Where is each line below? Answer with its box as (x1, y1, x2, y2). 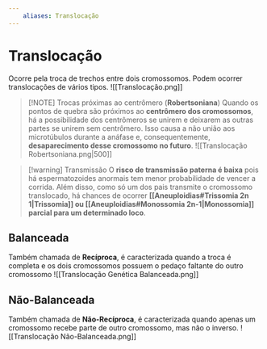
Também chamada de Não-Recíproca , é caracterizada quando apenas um (8, 314, 257, 324)
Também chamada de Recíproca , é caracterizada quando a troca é (8, 252, 232, 263)
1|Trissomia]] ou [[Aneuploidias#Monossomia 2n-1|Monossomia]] (27, 199, 255, 208)
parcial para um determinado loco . (27, 208, 147, 217)
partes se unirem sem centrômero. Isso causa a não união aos (27, 123, 236, 133)
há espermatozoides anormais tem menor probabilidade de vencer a (27, 173, 257, 183)
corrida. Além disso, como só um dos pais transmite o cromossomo (27, 182, 252, 191)
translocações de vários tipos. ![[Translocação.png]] (8, 82, 183, 91)
